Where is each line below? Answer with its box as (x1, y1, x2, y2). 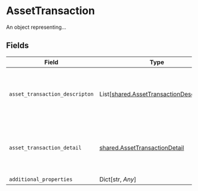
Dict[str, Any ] (99, 175, 137, 183)
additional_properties (9, 176, 72, 183)
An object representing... (6, 24, 67, 31)
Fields (6, 41, 29, 51)
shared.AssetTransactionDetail (99, 143, 184, 152)
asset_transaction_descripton (9, 91, 94, 98)
